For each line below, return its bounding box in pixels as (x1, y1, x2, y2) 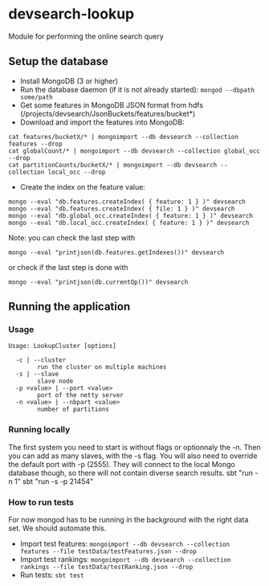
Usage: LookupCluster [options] (8, 342, 116, 350)
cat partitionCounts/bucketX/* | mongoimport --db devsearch (8, 161, 218, 169)
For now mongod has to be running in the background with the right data (8, 515, 249, 525)
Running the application (8, 300, 131, 313)
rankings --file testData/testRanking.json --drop (19, 563, 194, 572)
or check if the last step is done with (8, 262, 128, 272)
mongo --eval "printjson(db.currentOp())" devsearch (8, 278, 189, 286)
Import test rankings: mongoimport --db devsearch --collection (19, 555, 231, 564)
